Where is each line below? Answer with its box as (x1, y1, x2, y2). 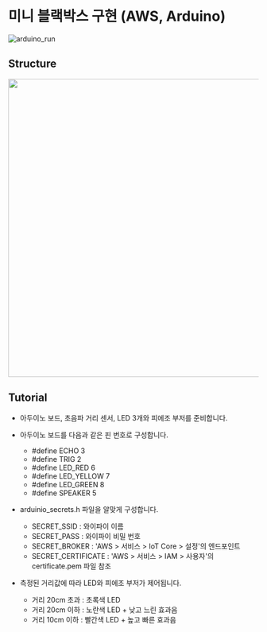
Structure (8, 57, 57, 71)
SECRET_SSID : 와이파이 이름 (31, 521, 125, 531)
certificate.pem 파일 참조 (31, 561, 111, 571)
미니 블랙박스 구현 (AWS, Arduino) (8, 7, 226, 25)
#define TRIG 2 (31, 454, 82, 463)
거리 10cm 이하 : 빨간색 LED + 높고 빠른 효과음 (31, 615, 176, 624)
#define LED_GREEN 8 (31, 479, 105, 489)
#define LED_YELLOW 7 (31, 471, 110, 481)
